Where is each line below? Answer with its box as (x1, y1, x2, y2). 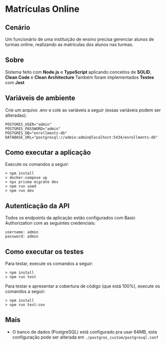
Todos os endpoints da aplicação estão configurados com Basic (5, 215, 136, 221)
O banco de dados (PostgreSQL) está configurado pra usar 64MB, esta (12, 329, 157, 335)
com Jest (5, 79, 25, 85)
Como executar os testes (5, 247, 84, 256)
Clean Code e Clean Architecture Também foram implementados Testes (5, 74, 154, 80)
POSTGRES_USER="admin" (5, 122, 52, 127)
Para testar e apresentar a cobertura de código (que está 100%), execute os (5, 283, 161, 289)
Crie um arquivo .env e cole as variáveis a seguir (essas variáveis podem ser (5, 107, 161, 113)
